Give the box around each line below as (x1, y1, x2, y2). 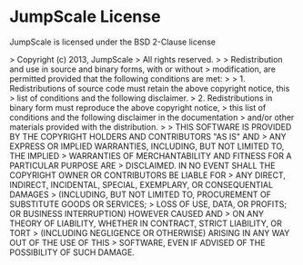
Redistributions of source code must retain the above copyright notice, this (9, 83, 290, 93)
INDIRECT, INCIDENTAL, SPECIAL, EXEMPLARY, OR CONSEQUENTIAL (9, 179, 274, 190)
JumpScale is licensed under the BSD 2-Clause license (9, 36, 217, 47)
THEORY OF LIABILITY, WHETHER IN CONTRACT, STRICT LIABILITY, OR (9, 218, 282, 229)
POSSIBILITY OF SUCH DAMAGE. (9, 247, 135, 258)
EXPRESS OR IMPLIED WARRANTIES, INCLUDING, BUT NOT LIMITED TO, (9, 141, 285, 152)
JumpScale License (9, 6, 161, 27)
